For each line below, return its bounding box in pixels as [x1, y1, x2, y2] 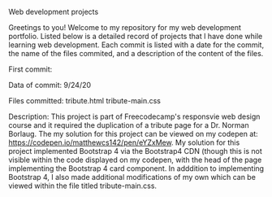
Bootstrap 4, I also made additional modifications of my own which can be [8, 173, 256, 182]
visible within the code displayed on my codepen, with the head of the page [8, 155, 262, 164]
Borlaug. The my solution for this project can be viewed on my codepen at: [8, 129, 258, 138]
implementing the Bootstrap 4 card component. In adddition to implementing [8, 164, 265, 173]
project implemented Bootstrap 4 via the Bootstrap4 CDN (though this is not [8, 147, 262, 155]
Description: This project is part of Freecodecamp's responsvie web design [8, 112, 261, 121]
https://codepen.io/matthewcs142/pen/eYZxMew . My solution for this [8, 138, 240, 147]
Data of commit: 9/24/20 [8, 81, 92, 90]
